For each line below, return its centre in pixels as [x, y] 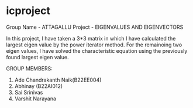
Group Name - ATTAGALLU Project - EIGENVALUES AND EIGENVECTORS [95, 27]
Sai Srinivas [29, 92]
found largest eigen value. [37, 57]
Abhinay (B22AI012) [39, 86]
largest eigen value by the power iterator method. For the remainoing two [94, 45]
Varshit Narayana [35, 99]
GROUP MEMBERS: [29, 68]
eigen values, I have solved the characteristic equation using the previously [97, 50]
